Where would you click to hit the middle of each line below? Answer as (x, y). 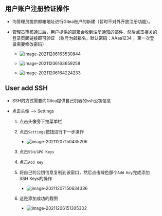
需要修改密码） (31, 44)
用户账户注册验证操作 (37, 9)
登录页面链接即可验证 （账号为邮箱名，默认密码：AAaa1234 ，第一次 (81, 38)
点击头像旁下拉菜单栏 (41, 121)
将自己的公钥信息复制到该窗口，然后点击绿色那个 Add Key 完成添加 (84, 172)
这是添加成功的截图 (39, 198)
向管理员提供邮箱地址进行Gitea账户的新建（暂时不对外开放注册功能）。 (82, 22)
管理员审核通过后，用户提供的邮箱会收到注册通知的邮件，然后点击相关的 (84, 32)
